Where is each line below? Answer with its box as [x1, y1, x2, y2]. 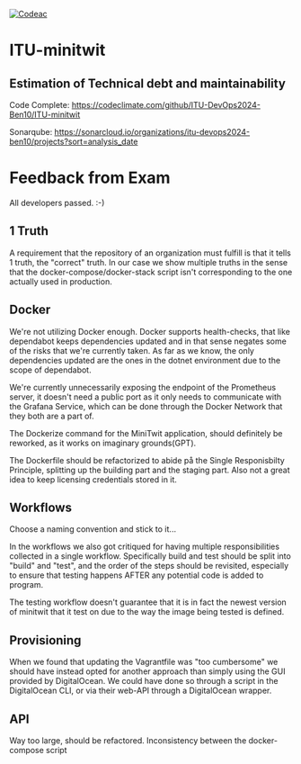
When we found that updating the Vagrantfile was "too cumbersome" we [9, 657, 279, 668]
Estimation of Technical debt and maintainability [9, 76, 286, 91]
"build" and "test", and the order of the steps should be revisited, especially [9, 561, 289, 571]
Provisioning [9, 633, 82, 648]
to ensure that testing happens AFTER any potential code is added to [9, 570, 264, 580]
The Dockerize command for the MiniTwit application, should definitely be [9, 427, 283, 438]
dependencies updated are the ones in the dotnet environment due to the [9, 355, 281, 365]
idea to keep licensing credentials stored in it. [9, 473, 178, 485]
